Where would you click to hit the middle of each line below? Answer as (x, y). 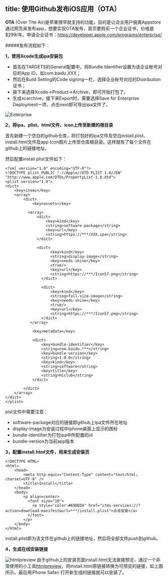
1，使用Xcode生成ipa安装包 (34, 56)
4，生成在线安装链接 (27, 549)
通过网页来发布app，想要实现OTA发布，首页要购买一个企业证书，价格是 (80, 28)
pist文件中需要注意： (27, 411)
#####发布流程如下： (28, 45)
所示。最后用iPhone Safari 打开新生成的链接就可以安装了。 (66, 572)
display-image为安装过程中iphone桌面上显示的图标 (65, 429)
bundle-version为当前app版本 (43, 441)
